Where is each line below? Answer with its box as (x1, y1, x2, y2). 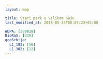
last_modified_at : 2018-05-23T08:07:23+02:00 (5, 20, 98, 25)
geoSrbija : (5, 38, 27, 43)
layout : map (5, 7, 29, 12)
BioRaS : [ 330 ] (5, 33, 34, 38)
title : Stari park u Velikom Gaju (5, 15, 75, 21)
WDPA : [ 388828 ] (5, 29, 36, 34)
